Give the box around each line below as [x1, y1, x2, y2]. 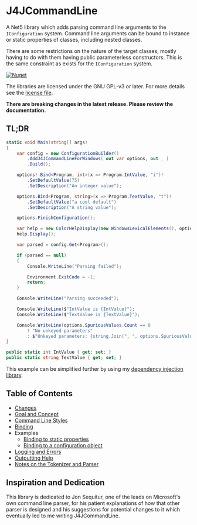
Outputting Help [14, 454, 54, 461]
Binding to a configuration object [23, 441, 103, 448]
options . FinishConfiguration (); [16, 215, 96, 221]
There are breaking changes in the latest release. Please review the [6, 100, 174, 107]
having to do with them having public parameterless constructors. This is [6, 54, 182, 61]
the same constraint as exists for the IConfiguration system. [6, 60, 152, 67]
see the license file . [6, 89, 53, 96]
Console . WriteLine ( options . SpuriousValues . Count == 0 [16, 322, 151, 328]
